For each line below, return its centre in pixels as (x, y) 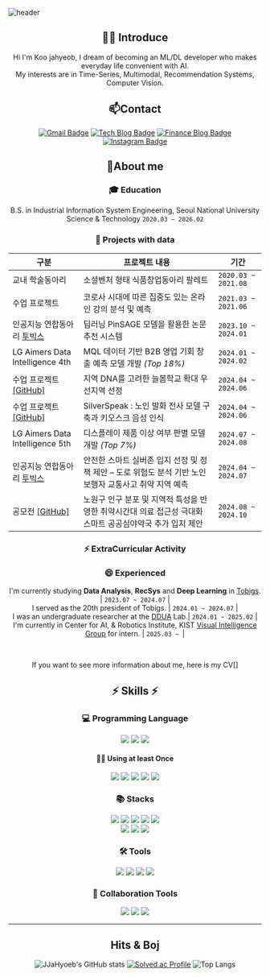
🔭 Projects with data (135, 240)
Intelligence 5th (42, 443)
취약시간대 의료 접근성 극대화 (151, 511)
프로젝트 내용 (147, 262)
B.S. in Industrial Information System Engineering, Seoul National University (135, 210)
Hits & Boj (135, 945)
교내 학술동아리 (39, 279)
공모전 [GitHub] (41, 511)
